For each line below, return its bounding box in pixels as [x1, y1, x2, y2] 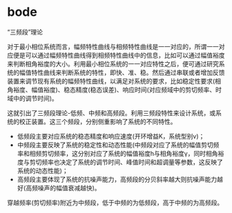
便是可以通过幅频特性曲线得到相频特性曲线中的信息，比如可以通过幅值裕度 [12, 51, 225, 59]
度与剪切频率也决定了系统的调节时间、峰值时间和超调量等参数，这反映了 [17, 158, 223, 166]
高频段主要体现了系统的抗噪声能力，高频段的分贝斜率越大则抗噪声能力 [17, 175, 217, 183]
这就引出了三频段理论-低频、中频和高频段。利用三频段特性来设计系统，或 [7, 108, 216, 117]
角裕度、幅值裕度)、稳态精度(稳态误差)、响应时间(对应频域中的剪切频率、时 [7, 85, 222, 94]
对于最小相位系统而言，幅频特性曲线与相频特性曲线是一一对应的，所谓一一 [7, 42, 219, 50]
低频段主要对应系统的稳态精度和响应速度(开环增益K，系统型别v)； [17, 132, 205, 140]
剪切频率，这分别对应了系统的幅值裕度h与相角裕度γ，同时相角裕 [41, 149, 224, 157]
